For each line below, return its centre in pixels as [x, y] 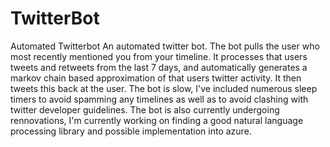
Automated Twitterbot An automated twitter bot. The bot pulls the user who [165, 46]
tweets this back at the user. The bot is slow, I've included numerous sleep [164, 88]
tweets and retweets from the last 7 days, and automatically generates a [159, 67]
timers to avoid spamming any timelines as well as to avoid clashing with [159, 99]
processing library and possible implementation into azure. [131, 131]
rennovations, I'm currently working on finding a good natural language [157, 120]
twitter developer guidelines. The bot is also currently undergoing [145, 109]
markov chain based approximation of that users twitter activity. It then [156, 78]
